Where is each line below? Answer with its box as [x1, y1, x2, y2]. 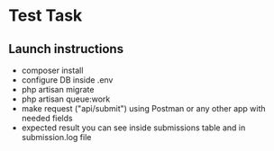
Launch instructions [8, 41, 123, 57]
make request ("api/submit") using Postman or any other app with [21, 103, 267, 113]
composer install [21, 65, 84, 75]
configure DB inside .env [21, 75, 114, 85]
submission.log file [21, 132, 92, 142]
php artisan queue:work [21, 93, 111, 104]
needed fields [21, 113, 73, 123]
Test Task [8, 5, 83, 26]
